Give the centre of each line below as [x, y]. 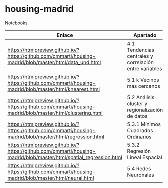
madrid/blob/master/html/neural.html [51, 178]
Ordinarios [139, 137]
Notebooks [16, 23]
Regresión [139, 151]
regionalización [145, 110]
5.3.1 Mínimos [144, 124]
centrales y [140, 56]
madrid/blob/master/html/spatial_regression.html [65, 157]
